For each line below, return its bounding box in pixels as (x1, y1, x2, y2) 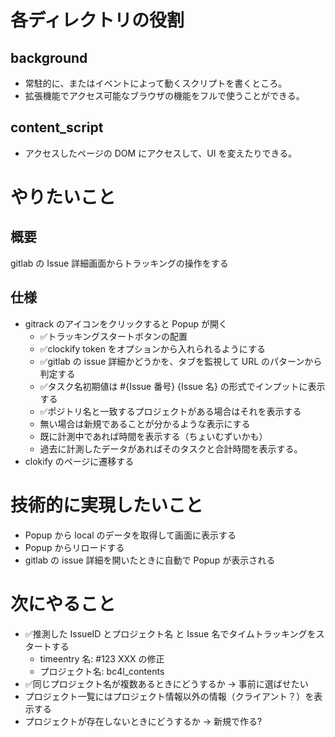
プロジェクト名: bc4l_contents (39, 665, 165, 677)
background (10, 49, 88, 66)
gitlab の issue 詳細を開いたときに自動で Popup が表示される (24, 554, 276, 566)
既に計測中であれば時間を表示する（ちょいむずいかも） (39, 430, 268, 442)
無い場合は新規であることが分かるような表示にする (39, 417, 251, 430)
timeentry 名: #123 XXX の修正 (39, 652, 165, 665)
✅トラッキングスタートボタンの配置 (39, 330, 188, 342)
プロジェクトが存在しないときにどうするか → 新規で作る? (24, 715, 263, 727)
